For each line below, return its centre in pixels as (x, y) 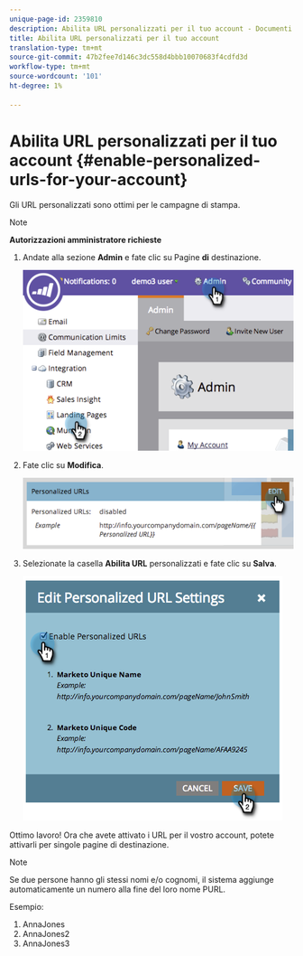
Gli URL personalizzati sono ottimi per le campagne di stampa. (125, 204)
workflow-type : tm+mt (50, 67)
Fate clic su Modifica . (63, 465)
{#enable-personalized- (169, 160)
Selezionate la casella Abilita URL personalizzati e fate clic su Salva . (149, 563)
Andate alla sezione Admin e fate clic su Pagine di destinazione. (142, 257)
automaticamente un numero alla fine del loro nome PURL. (118, 889)
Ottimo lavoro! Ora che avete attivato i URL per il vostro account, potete (142, 835)
